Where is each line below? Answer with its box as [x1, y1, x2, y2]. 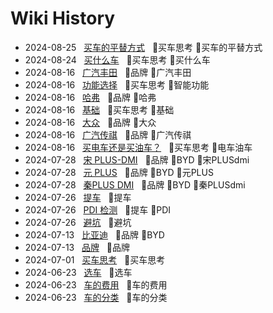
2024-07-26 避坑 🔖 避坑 [24, 216, 132, 228]
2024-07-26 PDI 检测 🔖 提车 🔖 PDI [24, 203, 172, 216]
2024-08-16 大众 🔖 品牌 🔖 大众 [24, 116, 157, 128]
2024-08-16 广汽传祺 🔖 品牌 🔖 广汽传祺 [24, 128, 192, 141]
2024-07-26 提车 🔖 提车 [24, 191, 132, 203]
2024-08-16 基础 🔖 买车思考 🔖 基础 [24, 103, 175, 116]
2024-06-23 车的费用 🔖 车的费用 [24, 278, 168, 291]
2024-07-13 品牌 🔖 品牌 [24, 241, 131, 253]
